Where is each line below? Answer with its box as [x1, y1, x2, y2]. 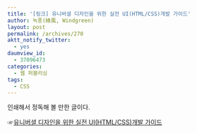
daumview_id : [7, 50, 46, 57]
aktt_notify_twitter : [7, 37, 71, 44]
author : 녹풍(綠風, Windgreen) [7, 17, 95, 24]
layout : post [7, 23, 46, 30]
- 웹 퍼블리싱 [13, 69, 48, 76]
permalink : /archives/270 [7, 30, 83, 37]
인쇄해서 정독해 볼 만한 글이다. [7, 103, 90, 112]
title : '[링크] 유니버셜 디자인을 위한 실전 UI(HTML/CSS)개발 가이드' [7, 10, 191, 18]
